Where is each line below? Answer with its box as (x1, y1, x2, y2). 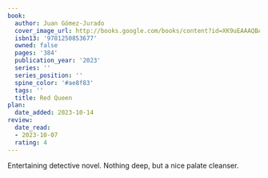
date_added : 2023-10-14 (14, 109, 94, 117)
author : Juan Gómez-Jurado (14, 19, 105, 27)
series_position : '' (14, 71, 83, 79)
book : (7, 11, 26, 20)
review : (7, 116, 34, 124)
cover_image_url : (14, 26, 73, 34)
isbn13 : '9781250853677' (14, 34, 98, 42)
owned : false (14, 42, 58, 50)
